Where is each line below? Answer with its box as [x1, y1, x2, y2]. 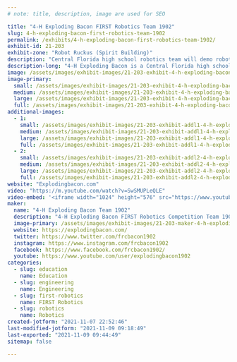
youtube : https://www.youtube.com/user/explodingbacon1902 [13, 253, 191, 260]
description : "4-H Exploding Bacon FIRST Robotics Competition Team [13, 213, 219, 221]
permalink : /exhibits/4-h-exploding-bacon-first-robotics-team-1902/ [7, 36, 217, 43]
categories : [7, 259, 42, 267]
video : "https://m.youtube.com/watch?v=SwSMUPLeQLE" [7, 187, 166, 194]
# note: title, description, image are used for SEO [7, 10, 166, 18]
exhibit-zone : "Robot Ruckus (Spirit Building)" [7, 49, 153, 56]
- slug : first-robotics [13, 292, 83, 299]
